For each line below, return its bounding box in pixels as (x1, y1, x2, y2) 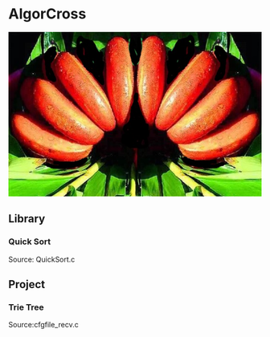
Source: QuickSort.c (8, 254, 76, 264)
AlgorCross (8, 5, 87, 23)
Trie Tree (8, 302, 44, 313)
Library (8, 212, 46, 225)
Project (8, 278, 46, 291)
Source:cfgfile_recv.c (8, 320, 79, 330)
